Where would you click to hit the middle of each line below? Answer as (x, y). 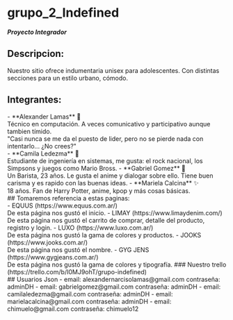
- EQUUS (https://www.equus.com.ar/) (63, 205)
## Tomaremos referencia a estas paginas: (69, 198)
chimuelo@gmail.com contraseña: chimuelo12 (73, 309)
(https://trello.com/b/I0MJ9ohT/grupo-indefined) (77, 271)
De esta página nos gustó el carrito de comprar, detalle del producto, (106, 220)
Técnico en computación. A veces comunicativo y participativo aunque (109, 124)
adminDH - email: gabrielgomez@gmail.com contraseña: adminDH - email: (114, 287)
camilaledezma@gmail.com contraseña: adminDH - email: (90, 294)
